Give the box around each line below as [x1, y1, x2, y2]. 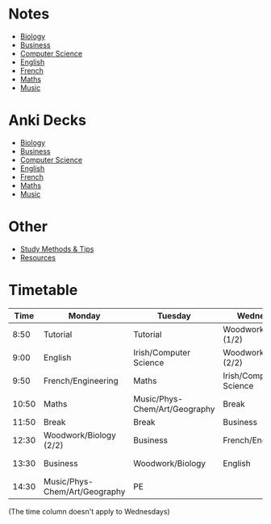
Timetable [8, 281, 78, 299]
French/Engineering [43, 375, 119, 386]
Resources [19, 252, 56, 262]
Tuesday [156, 310, 191, 321]
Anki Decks [8, 111, 87, 130]
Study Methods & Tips [19, 243, 94, 254]
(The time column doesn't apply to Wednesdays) [8, 506, 171, 516]
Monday [68, 310, 101, 321]
